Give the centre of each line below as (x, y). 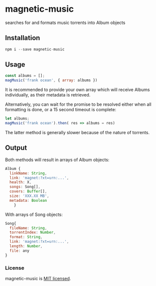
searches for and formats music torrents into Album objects (65, 23)
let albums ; (17, 119)
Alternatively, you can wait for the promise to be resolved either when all (78, 104)
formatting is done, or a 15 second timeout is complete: (61, 110)
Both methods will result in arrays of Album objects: (57, 160)
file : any (19, 251)
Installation (23, 38)
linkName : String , (28, 173)
